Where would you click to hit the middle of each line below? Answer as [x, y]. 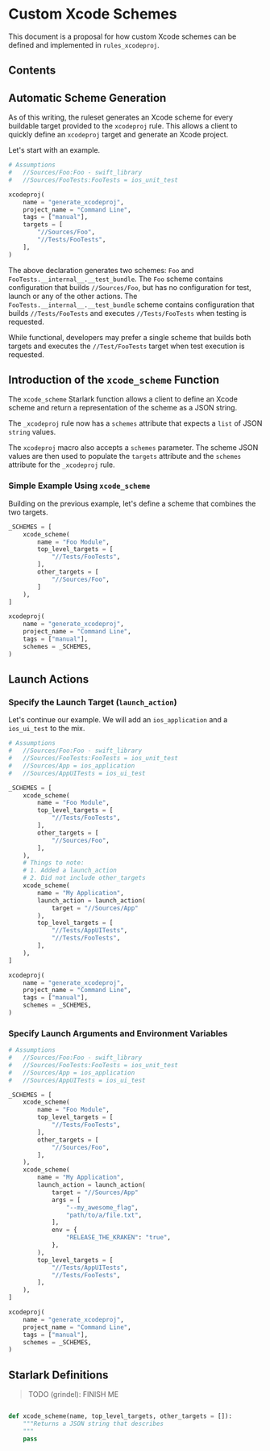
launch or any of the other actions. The [73, 296]
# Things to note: [54, 863]
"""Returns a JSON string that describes [93, 1424]
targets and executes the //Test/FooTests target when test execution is [127, 346]
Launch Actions [49, 679]
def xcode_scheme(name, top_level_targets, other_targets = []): [120, 1416]
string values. [32, 432]
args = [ [66, 1200]
